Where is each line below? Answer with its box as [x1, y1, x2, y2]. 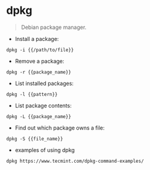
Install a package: [14, 35, 59, 42]
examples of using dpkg [14, 146, 75, 154]
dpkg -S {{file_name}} [6, 136, 63, 142]
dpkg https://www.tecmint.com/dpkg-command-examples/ [6, 158, 145, 164]
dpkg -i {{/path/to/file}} [6, 46, 74, 53]
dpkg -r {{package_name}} [6, 69, 71, 75]
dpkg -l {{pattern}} [6, 91, 58, 97]
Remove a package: [14, 57, 64, 65]
